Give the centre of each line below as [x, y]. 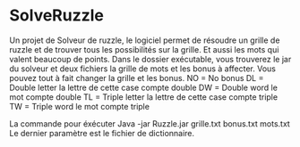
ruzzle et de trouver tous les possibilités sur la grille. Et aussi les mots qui [144, 49]
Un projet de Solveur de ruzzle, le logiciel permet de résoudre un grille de [145, 40]
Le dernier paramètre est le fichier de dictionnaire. [102, 133]
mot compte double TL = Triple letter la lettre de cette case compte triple [144, 97]
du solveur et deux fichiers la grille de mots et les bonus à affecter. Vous [142, 69]
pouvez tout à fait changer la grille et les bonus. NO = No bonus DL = [137, 78]
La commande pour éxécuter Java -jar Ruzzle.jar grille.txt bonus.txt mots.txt [150, 123]
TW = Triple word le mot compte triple [80, 106]
